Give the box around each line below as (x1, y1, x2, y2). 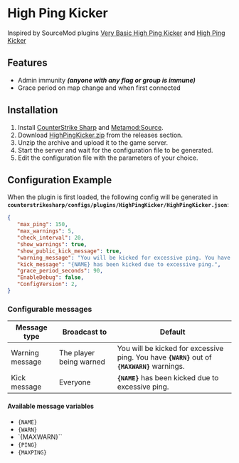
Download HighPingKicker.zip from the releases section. (17, 131, 184, 139)
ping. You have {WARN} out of (117, 352, 212, 362)
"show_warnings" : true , (16, 240, 87, 248)
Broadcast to (62, 327, 107, 337)
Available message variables (7, 402, 95, 410)
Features (7, 57, 48, 69)
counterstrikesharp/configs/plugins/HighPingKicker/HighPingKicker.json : (7, 200, 230, 209)
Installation (7, 104, 58, 116)
